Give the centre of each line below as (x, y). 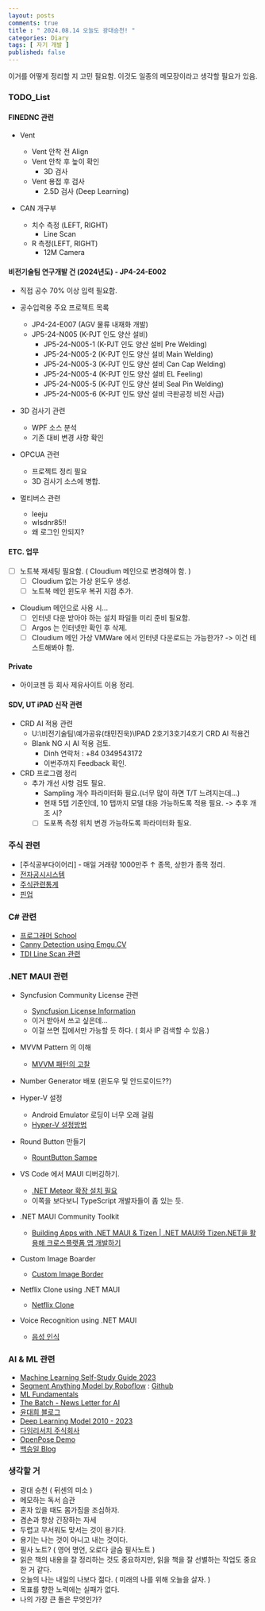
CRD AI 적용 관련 (46, 724)
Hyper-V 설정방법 (59, 1125)
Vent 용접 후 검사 (58, 182)
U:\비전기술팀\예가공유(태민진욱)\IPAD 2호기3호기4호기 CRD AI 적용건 (140, 734)
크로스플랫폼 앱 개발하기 (84, 1243)
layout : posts (32, 15)
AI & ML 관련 (32, 1359)
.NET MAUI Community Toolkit (69, 1217)
